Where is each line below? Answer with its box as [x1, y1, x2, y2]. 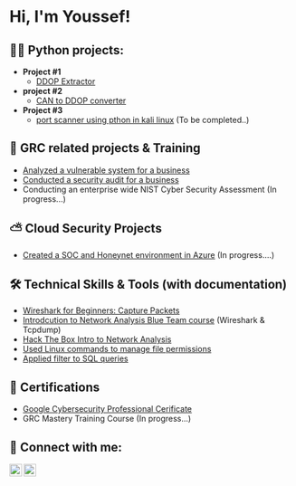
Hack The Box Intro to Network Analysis [22, 334, 172, 345]
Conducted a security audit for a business [22, 174, 179, 185]
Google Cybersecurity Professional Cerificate [22, 404, 193, 415]
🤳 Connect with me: [9, 439, 122, 454]
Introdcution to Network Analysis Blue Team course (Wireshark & [22, 315, 265, 326]
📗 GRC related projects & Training [9, 140, 201, 156]
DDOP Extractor [35, 76, 96, 87]
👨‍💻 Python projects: [9, 43, 124, 58]
